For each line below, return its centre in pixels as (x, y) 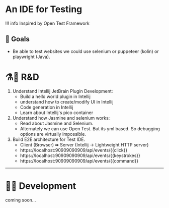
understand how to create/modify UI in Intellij (67, 101)
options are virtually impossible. (53, 134)
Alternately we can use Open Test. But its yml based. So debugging (90, 128)
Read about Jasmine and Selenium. (57, 123)
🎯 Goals (18, 39)
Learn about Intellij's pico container (57, 113)
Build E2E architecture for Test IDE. (49, 139)
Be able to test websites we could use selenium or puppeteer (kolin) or (86, 51)
